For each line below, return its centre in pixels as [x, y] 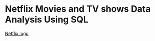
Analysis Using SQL [47, 20]
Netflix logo [17, 33]
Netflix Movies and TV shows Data [78, 9]
